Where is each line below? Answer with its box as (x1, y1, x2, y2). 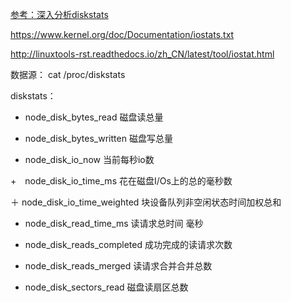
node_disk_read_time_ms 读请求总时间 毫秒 (24, 218, 204, 229)
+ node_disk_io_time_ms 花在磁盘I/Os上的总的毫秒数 (10, 175, 233, 187)
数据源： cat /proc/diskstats (10, 69, 126, 80)
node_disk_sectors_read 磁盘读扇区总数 (24, 281, 189, 293)
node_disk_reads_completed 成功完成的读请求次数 (24, 239, 233, 250)
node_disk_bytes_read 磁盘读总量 (24, 111, 164, 123)
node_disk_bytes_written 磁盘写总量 (24, 133, 173, 144)
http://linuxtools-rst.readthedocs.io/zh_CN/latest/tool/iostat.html (10, 48, 275, 60)
